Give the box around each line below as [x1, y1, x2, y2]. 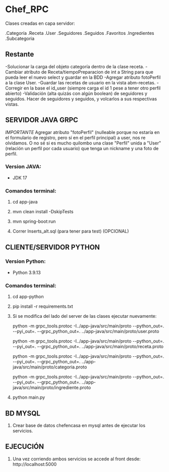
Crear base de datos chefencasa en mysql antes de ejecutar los [12, 422, 145, 428]
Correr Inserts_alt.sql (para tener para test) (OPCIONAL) [12, 228, 129, 234]
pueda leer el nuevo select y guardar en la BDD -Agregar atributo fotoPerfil [5, 74, 161, 80]
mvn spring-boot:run [12, 218, 56, 224]
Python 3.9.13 [12, 269, 41, 275]
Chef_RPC [5, 4, 49, 15]
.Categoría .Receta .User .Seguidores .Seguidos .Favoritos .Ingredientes [5, 30, 154, 36]
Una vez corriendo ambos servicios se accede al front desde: [12, 456, 141, 462]
